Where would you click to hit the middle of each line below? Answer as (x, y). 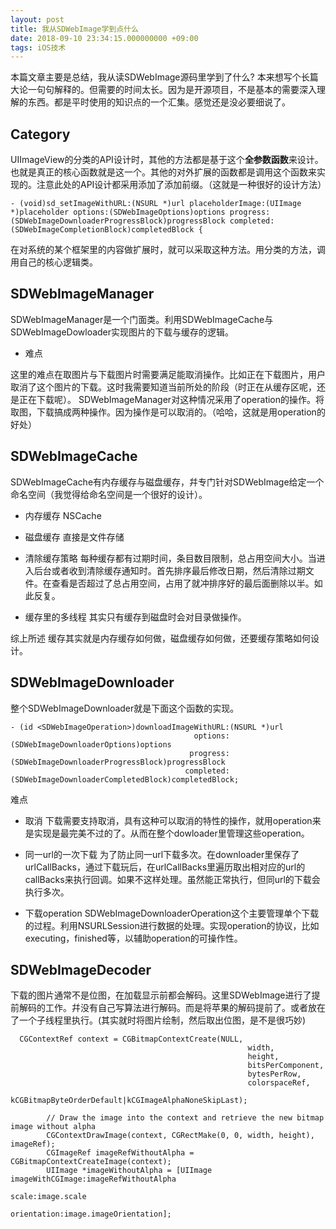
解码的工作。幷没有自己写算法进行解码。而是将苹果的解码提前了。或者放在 (172, 1008)
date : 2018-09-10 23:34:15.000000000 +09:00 (104, 38)
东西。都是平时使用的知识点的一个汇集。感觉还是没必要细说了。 (159, 102)
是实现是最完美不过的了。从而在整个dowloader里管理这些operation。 (167, 833)
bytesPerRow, (274, 1074)
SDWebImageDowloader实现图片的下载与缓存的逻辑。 (122, 332)
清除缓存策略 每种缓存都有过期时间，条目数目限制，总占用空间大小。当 (170, 558)
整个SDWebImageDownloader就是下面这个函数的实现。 (125, 708)
